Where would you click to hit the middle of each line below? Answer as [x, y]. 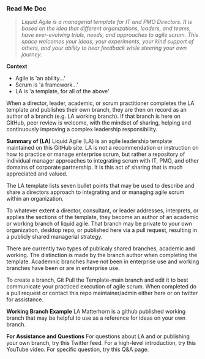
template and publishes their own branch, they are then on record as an [96, 110]
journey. [32, 55]
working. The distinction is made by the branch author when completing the [102, 255]
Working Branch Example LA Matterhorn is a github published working [96, 312]
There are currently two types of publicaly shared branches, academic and [101, 249]
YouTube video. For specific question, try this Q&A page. [78, 349]
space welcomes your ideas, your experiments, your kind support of [107, 42]
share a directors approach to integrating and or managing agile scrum [95, 192]
